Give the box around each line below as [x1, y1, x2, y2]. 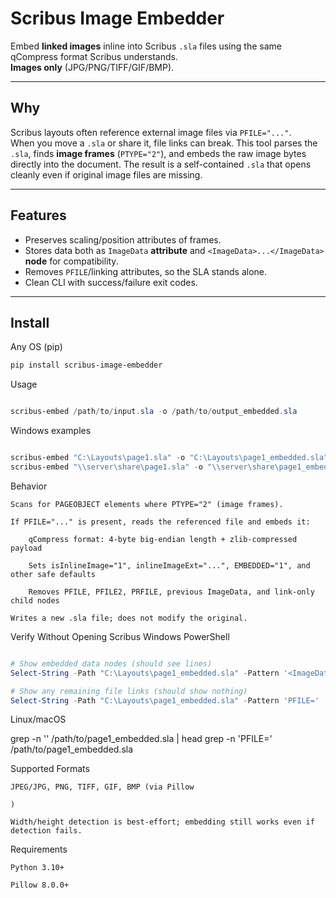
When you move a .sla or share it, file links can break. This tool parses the [10, 137, 318, 149]
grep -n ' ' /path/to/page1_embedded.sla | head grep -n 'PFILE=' [10, 733, 273, 745]
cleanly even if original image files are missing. [10, 168, 203, 181]
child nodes [10, 595, 60, 606]
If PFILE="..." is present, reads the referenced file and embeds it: [10, 517, 311, 527]
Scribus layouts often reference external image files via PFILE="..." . [10, 126, 292, 138]
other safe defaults [10, 569, 97, 579]
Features [10, 207, 67, 224]
